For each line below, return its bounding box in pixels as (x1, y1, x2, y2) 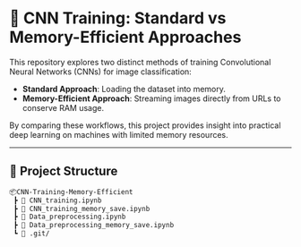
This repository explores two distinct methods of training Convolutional (9, 56, 271, 67)
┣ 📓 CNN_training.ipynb (13, 196, 102, 205)
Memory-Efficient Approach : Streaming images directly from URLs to (21, 93, 281, 104)
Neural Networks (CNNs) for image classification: (9, 66, 193, 77)
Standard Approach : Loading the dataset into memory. (21, 83, 227, 94)
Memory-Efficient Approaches (9, 27, 242, 47)
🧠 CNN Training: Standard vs (9, 8, 227, 29)
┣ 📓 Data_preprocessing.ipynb (13, 212, 126, 222)
